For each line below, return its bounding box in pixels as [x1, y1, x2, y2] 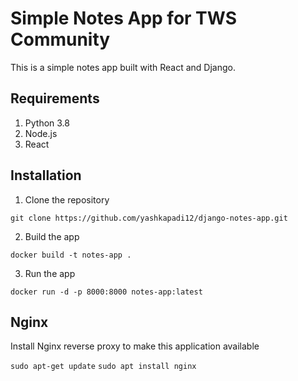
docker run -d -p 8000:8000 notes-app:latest [10, 287, 203, 297]
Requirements [10, 90, 100, 107]
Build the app [24, 230, 80, 242]
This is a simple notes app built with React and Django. [10, 61, 236, 73]
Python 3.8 [24, 117, 70, 129]
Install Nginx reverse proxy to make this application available [10, 340, 260, 352]
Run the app [24, 267, 76, 279]
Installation [10, 167, 82, 184]
